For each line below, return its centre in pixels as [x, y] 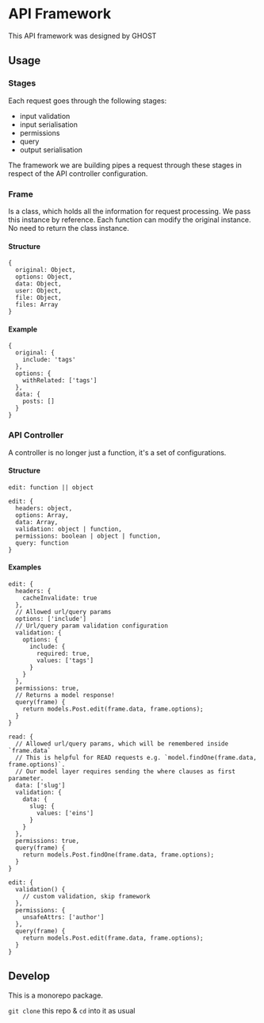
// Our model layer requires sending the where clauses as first [126, 772]
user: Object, [38, 291]
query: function [42, 543]
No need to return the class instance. [69, 228]
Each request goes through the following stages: [88, 101]
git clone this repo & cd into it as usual [72, 1010]
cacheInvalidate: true [60, 598]
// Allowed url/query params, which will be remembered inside [122, 744]
